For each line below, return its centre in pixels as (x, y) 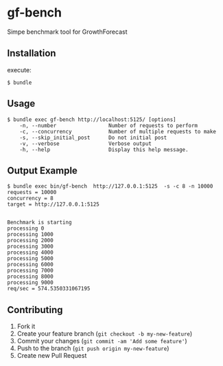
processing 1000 (30, 235)
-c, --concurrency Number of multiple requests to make (118, 131)
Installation (32, 53)
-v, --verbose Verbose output (86, 143)
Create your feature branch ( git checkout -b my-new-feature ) (105, 334)
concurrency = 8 (30, 198)
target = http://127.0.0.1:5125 (53, 204)
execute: (20, 69)
